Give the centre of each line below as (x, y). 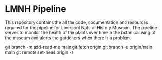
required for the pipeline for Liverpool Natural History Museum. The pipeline (81, 27)
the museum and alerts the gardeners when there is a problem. (68, 38)
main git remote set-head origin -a (39, 52)
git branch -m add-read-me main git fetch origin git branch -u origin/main (79, 47)
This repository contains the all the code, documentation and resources (77, 22)
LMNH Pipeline (36, 9)
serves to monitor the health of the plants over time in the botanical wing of (81, 32)
